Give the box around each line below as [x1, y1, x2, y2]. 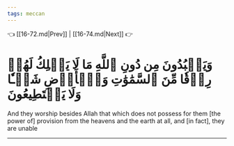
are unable [7, 124, 38, 132]
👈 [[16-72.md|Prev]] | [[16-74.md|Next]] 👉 [7, 29, 134, 38]
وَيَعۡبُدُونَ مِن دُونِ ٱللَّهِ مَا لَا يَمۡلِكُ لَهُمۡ [7, 56, 212, 72]
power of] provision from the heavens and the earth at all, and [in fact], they [7, 116, 225, 125]
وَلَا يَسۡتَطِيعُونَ [7, 86, 81, 102]
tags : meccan [7, 10, 45, 17]
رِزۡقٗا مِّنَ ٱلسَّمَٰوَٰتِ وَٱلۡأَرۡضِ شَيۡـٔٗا [7, 71, 212, 87]
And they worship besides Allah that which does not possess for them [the [7, 109, 221, 117]
